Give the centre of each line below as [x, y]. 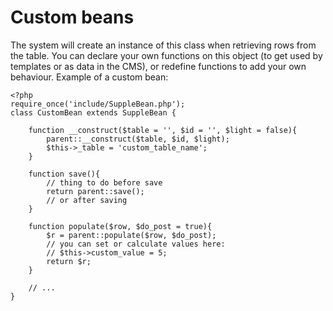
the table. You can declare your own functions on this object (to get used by [166, 55]
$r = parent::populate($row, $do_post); [131, 235]
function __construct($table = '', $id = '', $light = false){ [163, 130]
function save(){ [64, 174]
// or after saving [87, 200]
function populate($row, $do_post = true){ [120, 226]
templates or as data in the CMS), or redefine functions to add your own [158, 66]
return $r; [69, 261]
